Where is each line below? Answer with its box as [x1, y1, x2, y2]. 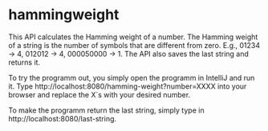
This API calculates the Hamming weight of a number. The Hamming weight [8, 32, 258, 42]
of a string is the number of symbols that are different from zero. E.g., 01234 [8, 40, 261, 50]
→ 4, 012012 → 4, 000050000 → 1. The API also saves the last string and [8, 49, 249, 58]
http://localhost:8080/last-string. [8, 113, 117, 123]
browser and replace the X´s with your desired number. [8, 89, 191, 99]
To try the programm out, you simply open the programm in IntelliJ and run [8, 73, 255, 82]
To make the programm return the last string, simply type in [8, 105, 205, 115]
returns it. [8, 58, 41, 67]
